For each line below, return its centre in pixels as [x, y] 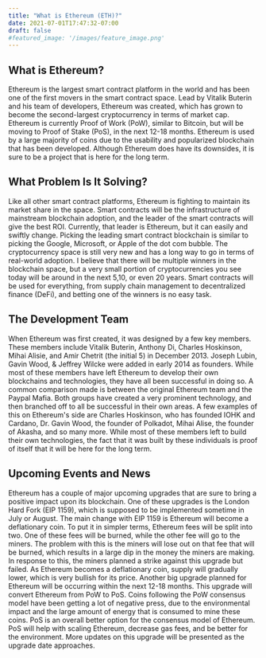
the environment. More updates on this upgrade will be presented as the [126, 636]
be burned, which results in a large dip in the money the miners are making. [132, 552]
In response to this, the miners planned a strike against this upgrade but [126, 560]
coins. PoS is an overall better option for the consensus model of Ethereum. [132, 620]
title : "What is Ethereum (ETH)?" [66, 16]
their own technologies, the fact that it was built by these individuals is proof [133, 440]
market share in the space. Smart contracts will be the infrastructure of [124, 210]
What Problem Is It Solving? [78, 182]
